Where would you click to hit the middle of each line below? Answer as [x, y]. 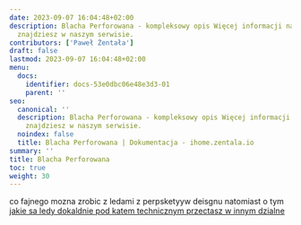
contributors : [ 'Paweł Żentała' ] [72, 43]
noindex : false [46, 134]
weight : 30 [30, 176]
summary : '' [31, 151]
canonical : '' [43, 109]
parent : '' [46, 92]
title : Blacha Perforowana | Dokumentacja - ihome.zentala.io [136, 143]
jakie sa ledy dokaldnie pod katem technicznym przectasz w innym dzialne [147, 211]
